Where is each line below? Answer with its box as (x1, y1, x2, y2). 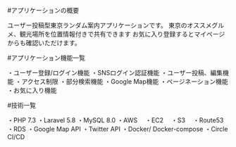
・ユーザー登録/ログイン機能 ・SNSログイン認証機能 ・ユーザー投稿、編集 (7, 69, 223, 77)
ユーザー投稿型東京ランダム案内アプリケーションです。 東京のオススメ (7, 21, 212, 30)
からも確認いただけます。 (7, 39, 81, 47)
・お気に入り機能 (7, 87, 57, 94)
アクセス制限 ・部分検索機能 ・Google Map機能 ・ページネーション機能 (20, 77, 228, 86)
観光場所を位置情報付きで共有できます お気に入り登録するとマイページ (19, 30, 225, 38)
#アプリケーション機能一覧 (7, 53, 86, 62)
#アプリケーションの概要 (7, 6, 80, 14)
